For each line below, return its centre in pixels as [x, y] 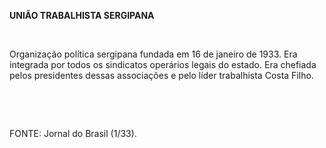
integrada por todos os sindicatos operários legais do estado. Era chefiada [163, 64]
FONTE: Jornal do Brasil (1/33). [73, 133]
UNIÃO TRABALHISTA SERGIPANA [82, 15]
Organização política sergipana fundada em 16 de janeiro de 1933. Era [153, 54]
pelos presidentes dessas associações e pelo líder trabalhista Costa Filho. [161, 75]
